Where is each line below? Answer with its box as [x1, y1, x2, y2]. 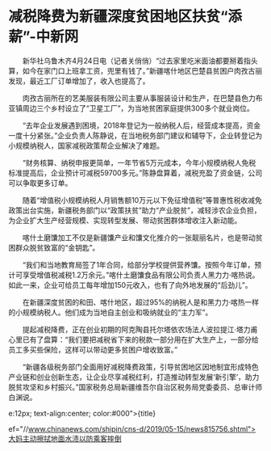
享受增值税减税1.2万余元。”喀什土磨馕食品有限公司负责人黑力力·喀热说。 [22, 270, 260, 280]
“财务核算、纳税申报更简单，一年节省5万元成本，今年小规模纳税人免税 [22, 158, 256, 167]
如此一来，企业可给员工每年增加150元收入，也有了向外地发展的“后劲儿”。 [8, 280, 252, 289]
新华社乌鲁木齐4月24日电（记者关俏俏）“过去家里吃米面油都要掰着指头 [22, 56, 258, 65]
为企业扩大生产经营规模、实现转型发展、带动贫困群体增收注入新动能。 [8, 215, 242, 225]
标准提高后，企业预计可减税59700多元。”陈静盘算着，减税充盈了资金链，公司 [8, 167, 263, 178]
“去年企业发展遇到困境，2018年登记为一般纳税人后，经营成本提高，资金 [22, 120, 261, 130]
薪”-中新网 [8, 27, 79, 46]
